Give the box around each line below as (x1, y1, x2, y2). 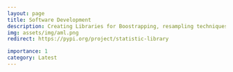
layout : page (7, 10, 45, 17)
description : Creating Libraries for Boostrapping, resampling (7, 23, 194, 29)
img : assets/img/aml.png (7, 29, 79, 36)
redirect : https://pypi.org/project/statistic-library (7, 36, 169, 43)
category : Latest (7, 54, 58, 62)
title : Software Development (7, 16, 92, 23)
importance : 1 (7, 48, 49, 55)
